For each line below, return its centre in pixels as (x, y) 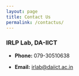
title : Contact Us (28, 17)
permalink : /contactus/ (35, 22)
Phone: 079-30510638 (42, 56)
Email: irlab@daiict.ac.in (44, 67)
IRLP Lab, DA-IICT (32, 43)
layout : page (22, 11)
